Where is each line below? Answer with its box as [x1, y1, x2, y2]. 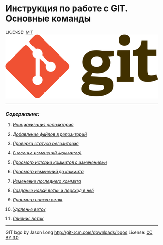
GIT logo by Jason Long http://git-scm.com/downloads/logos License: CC [5, 230, 153, 235]
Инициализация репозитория [12, 122, 74, 127]
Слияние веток [12, 215, 44, 221]
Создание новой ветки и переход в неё [12, 187, 94, 193]
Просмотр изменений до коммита [12, 168, 84, 174]
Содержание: [5, 111, 40, 118]
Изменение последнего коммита [12, 178, 81, 184]
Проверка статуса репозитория [12, 140, 79, 146]
